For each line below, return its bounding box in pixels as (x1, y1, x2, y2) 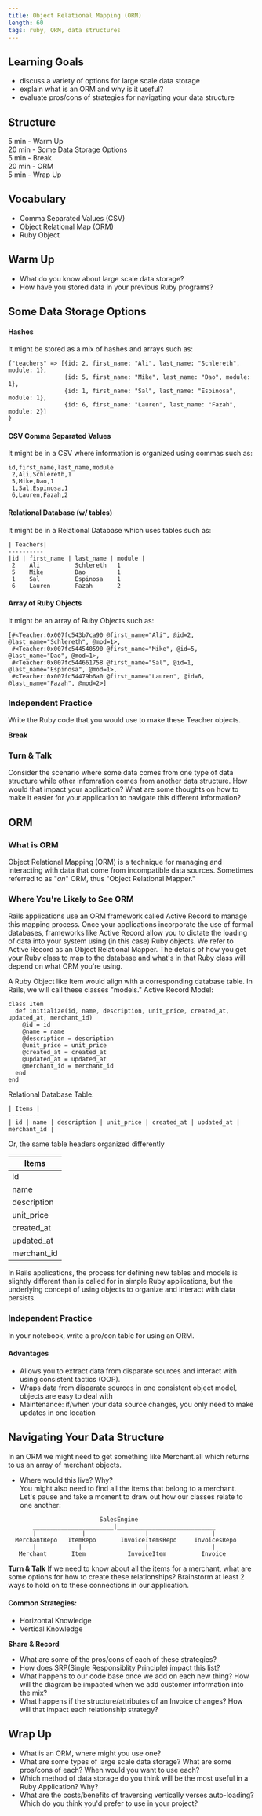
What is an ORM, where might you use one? (19, 1748, 162, 1758)
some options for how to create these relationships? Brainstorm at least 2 (8, 1572, 245, 1581)
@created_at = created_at (22, 1049, 107, 1057)
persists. (8, 1293, 37, 1303)
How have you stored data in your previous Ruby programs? (19, 282, 214, 292)
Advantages (8, 1349, 49, 1358)
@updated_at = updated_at (22, 1055, 107, 1064)
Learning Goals (8, 55, 85, 68)
